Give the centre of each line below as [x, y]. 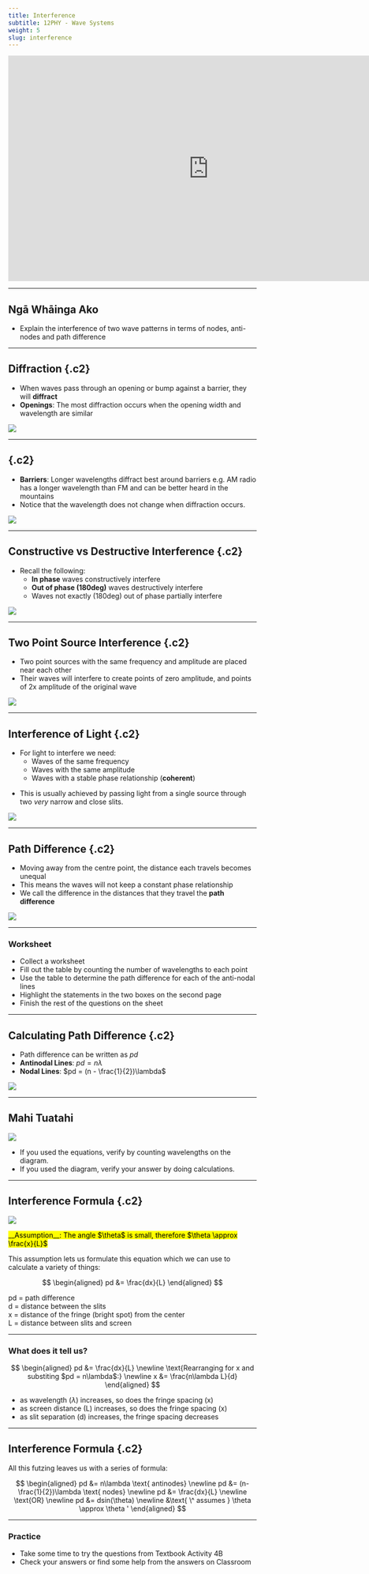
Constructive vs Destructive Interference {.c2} [125, 552]
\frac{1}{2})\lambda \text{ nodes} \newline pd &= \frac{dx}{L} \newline [132, 1491]
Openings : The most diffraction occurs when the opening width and [130, 404]
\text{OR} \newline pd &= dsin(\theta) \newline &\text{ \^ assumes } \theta [132, 1500]
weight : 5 [24, 30]
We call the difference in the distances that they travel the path [122, 892]
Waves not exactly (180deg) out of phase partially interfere [127, 595]
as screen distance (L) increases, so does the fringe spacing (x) [123, 1408]
